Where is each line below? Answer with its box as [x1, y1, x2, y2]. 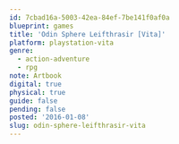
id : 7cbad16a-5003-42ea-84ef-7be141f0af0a [9, 13, 170, 22]
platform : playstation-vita [9, 38, 115, 47]
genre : [9, 47, 34, 55]
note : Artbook [9, 72, 63, 80]
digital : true [9, 80, 63, 89]
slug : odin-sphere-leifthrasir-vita [9, 122, 146, 131]
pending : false [9, 105, 66, 114]
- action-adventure [17, 55, 90, 64]
